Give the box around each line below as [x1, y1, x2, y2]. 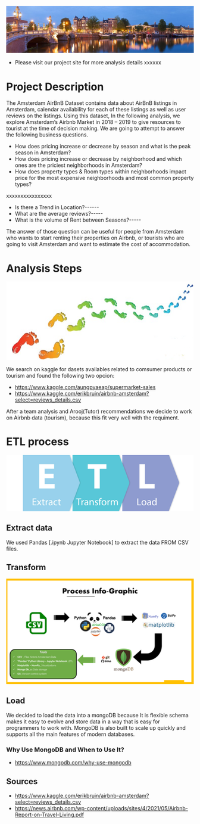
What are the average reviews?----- [14, 210, 103, 217]
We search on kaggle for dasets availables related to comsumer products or [6, 365, 192, 372]
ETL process [6, 435, 70, 448]
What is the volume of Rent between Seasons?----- [14, 216, 142, 223]
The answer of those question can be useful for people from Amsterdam [6, 228, 184, 235]
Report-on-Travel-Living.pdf [14, 811, 85, 818]
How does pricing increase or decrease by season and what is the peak [14, 143, 191, 150]
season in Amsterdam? [14, 149, 71, 156]
